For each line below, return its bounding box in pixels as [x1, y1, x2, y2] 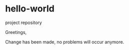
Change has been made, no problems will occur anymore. [5, 38, 124, 45]
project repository [5, 19, 42, 25]
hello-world [5, 3, 55, 14]
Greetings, [5, 29, 27, 35]
